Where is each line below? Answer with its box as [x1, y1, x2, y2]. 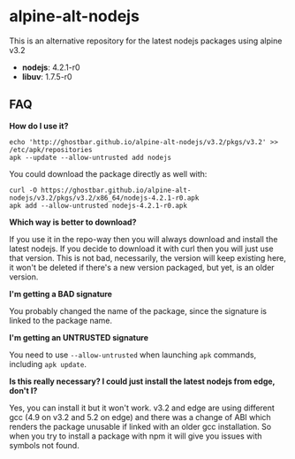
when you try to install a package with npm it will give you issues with [9, 431, 262, 441]
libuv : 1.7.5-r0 [21, 71, 72, 81]
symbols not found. [9, 440, 79, 450]
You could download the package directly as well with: [9, 168, 208, 179]
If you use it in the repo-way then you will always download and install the [9, 233, 278, 244]
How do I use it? [9, 120, 69, 131]
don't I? [9, 385, 38, 395]
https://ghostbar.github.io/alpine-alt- [41, 186, 192, 195]
